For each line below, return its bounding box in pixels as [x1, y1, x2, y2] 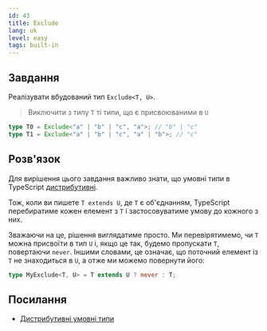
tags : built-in [8, 41, 59, 49]
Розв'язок [8, 152, 61, 166]
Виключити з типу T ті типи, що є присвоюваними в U [27, 107, 209, 116]
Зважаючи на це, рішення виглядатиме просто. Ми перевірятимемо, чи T [8, 230, 259, 239]
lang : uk [8, 26, 37, 34]
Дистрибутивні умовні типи [19, 314, 115, 324]
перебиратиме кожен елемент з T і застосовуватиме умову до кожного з [8, 206, 259, 215]
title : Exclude [8, 19, 59, 27]
